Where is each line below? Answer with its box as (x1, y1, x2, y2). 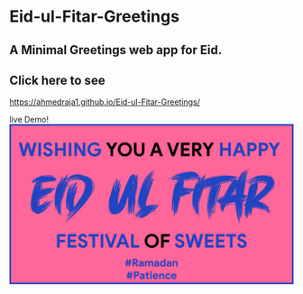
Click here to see (9, 72, 106, 87)
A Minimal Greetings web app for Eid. (9, 42, 223, 58)
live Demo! (9, 115, 50, 125)
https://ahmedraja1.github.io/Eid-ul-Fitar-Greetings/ (9, 96, 201, 107)
